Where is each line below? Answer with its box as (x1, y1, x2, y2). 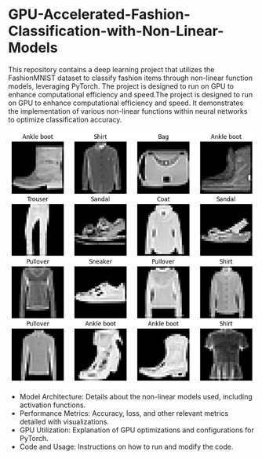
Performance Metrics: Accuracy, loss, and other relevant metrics (19, 409, 229, 418)
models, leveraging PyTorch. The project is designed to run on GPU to (8, 81, 235, 91)
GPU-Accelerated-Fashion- (8, 5, 191, 24)
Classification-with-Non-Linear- (8, 22, 224, 40)
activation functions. (19, 400, 86, 410)
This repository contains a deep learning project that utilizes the (8, 64, 215, 74)
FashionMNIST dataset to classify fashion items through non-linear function (8, 73, 253, 82)
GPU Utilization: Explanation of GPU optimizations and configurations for (19, 425, 255, 435)
